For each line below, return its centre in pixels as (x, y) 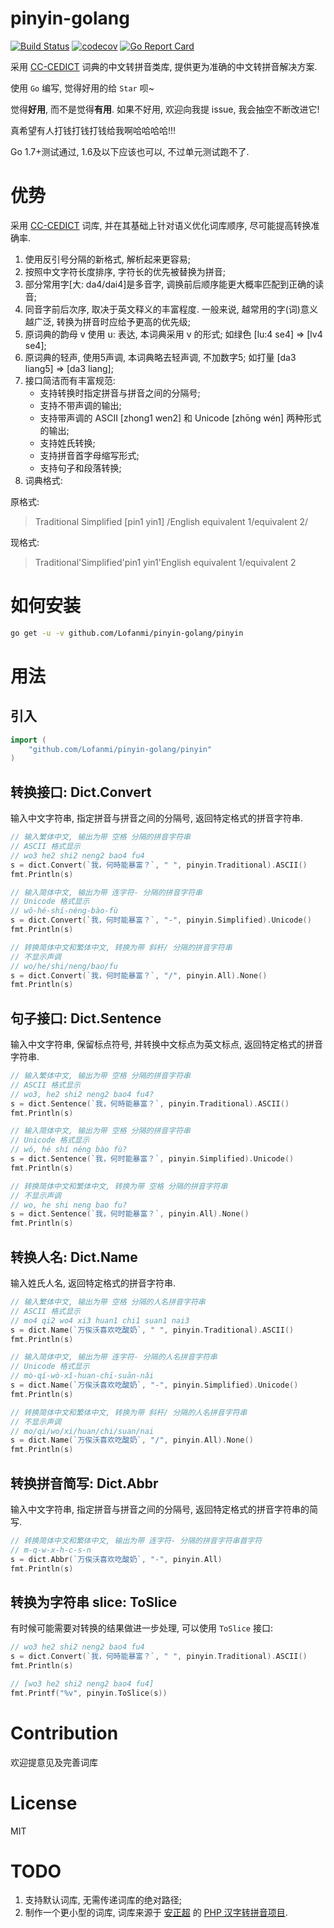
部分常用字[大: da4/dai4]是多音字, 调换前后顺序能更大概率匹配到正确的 (170, 284)
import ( (28, 740)
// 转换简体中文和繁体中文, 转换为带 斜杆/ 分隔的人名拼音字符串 (129, 1412)
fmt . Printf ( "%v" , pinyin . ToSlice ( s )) (89, 1693)
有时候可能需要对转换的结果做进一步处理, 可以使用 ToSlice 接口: (142, 1628)
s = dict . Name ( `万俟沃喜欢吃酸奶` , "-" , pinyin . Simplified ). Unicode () (154, 1385)
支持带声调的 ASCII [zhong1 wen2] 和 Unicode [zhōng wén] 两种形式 (180, 418)
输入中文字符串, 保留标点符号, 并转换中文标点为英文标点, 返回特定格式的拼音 (166, 1044)
